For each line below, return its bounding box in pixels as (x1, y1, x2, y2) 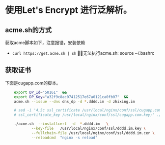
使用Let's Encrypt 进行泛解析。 (5, 4, 132, 16)
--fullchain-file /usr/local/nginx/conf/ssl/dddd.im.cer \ (31, 130, 155, 136)
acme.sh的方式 (5, 26, 52, 34)
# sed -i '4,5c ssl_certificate (14, 108, 80, 113)
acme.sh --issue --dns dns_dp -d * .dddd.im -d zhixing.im (14, 99, 135, 104)
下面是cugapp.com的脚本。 (5, 80, 61, 86)
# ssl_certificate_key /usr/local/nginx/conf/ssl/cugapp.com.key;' (14, 112, 155, 117)
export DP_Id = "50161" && (14, 90, 67, 95)
